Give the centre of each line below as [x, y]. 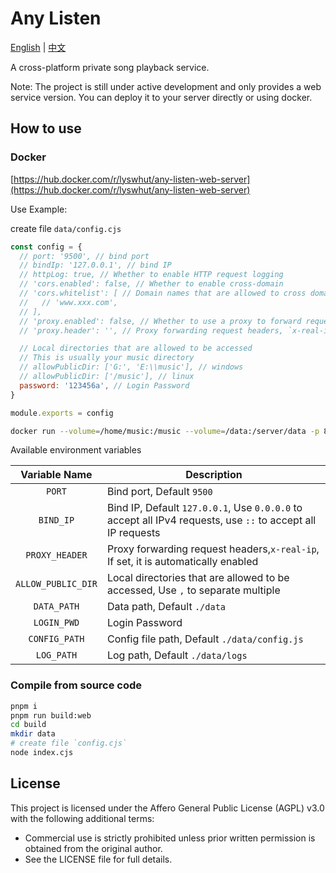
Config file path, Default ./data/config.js [205, 639]
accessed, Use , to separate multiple [193, 590]
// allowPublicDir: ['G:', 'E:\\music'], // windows [131, 367]
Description [214, 475]
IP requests [133, 533]
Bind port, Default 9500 [159, 492]
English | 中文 [38, 47]
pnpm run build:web [51, 715]
